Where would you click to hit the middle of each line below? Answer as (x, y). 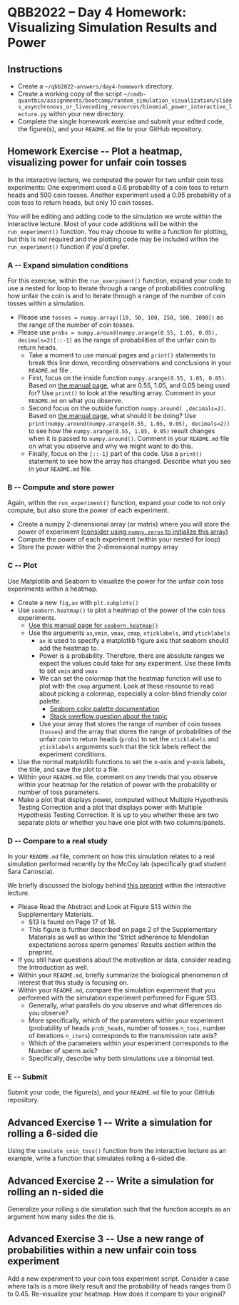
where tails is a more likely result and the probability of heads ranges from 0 (119, 1286)
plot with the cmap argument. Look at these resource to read (126, 686)
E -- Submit (27, 1077)
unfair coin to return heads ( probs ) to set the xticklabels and (129, 738)
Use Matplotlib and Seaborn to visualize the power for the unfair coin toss (116, 581)
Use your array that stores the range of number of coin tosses (130, 723)
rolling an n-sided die (56, 1192)
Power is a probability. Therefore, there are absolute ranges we (132, 655)
